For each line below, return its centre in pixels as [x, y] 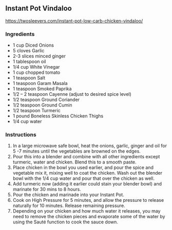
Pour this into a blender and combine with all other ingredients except [86, 157]
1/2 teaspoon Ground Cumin [42, 105]
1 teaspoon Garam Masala [40, 83]
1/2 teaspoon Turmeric [36, 111]
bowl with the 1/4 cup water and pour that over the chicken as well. [84, 178]
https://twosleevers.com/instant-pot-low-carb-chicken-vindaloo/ [74, 20]
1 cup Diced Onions [33, 45]
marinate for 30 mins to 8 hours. [47, 190]
